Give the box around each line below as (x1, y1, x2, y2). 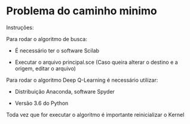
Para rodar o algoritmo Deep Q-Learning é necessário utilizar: (6, 76, 158, 83)
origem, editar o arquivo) (14, 64, 76, 72)
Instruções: (6, 24, 34, 31)
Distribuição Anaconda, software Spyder (14, 88, 115, 95)
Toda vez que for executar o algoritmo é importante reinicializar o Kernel (6, 111, 185, 118)
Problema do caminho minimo (6, 4, 157, 18)
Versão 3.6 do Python (14, 100, 69, 107)
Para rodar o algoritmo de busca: (6, 35, 88, 42)
